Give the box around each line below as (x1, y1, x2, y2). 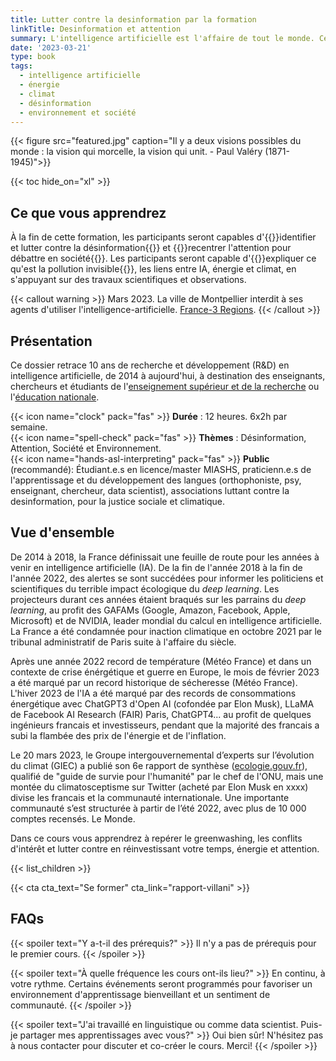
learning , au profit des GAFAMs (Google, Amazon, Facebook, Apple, (10, 604, 291, 616)
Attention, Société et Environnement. (10, 442, 162, 454)
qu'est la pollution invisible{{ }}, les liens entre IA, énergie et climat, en (10, 263, 297, 275)
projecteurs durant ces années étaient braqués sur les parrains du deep (10, 593, 307, 605)
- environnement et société (19, 107, 137, 118)
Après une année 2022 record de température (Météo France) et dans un (10, 655, 312, 667)
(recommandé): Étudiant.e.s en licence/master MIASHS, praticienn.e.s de (10, 464, 312, 475)
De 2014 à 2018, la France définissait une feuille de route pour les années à (10, 551, 320, 563)
